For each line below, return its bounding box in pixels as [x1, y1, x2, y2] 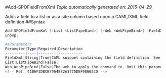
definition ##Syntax [5, 19, 45, 25]
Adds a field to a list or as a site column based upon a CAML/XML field [5, 14, 149, 19]
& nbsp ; [5, 33, 19, 38]
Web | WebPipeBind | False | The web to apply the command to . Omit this [5, 65, 147, 70]
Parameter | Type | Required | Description [5, 46, 83, 51]
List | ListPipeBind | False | [5, 60, 58, 65]
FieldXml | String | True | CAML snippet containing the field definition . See [5, 55, 161, 60]
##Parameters [5, 42, 32, 47]
